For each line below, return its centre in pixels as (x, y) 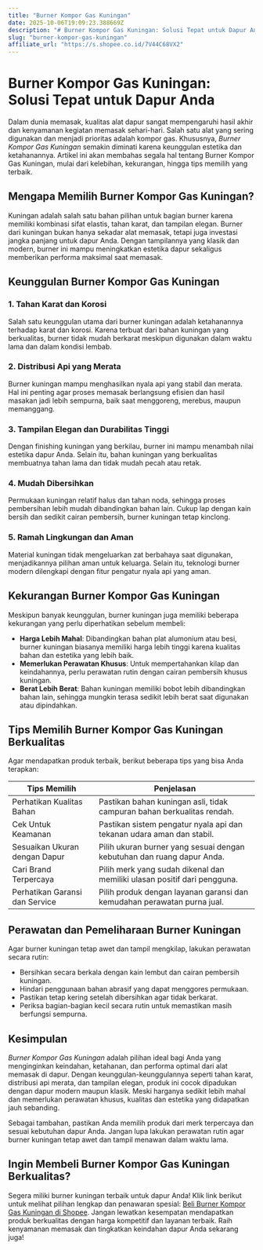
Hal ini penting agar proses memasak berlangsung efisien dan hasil (116, 392)
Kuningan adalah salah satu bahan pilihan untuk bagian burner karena (121, 215)
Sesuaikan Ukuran (46, 847)
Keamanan (32, 835)
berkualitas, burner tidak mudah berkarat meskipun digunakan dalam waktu (130, 338)
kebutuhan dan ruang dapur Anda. (162, 857)
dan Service (34, 902)
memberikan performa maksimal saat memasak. (86, 257)
